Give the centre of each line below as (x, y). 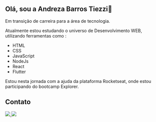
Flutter (19, 72)
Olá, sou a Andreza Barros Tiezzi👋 (59, 9)
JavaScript (23, 56)
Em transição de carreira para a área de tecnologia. (58, 21)
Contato (18, 102)
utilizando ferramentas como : (36, 36)
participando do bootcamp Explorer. (42, 86)
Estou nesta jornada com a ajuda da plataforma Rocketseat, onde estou (78, 81)
